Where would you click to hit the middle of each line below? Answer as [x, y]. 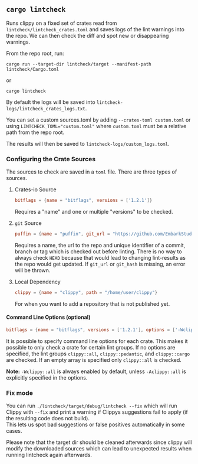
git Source [28, 223]
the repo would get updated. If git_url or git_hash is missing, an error [100, 264]
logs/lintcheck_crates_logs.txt [46, 109]
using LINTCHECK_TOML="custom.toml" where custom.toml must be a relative [96, 126]
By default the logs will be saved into [51, 102]
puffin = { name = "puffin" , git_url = [62, 234]
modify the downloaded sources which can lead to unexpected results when [99, 449]
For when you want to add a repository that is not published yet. [92, 303]
